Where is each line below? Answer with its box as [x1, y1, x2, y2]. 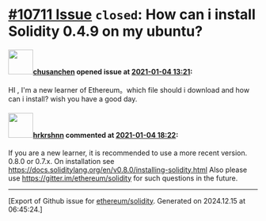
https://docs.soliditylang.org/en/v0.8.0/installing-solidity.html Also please [8, 165, 248, 174]
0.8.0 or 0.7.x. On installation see [8, 156, 115, 166]
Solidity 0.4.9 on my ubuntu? [8, 22, 203, 40]
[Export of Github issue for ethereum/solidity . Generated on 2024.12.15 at [8, 196, 246, 205]
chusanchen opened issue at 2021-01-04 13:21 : [32, 67, 193, 76]
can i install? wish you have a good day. [8, 94, 138, 104]
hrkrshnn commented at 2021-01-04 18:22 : [32, 130, 179, 139]
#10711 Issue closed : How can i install [8, 6, 256, 24]
